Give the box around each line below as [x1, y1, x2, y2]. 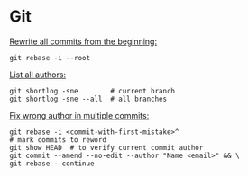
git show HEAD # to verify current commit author [9, 143, 204, 152]
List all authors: [9, 69, 66, 80]
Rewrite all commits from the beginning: [9, 36, 158, 47]
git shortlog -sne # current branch [9, 86, 176, 95]
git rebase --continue [9, 159, 95, 168]
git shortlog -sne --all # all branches [9, 94, 168, 103]
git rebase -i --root [9, 53, 91, 62]
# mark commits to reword [9, 135, 106, 145]
